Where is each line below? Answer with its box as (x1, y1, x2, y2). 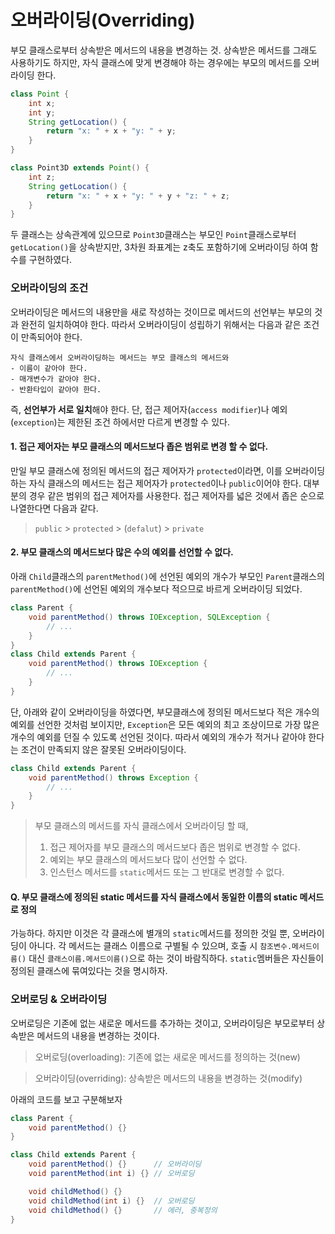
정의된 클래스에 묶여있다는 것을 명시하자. (10, 965, 168, 977)
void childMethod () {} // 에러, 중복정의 (28, 1205, 218, 1215)
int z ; (28, 172, 56, 182)
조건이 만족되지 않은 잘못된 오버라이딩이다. (20, 743, 187, 755)
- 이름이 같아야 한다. (10, 363, 88, 373)
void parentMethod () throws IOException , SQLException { (28, 612, 271, 622)
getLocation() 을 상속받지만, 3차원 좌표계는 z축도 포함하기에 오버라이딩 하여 (10, 241, 308, 253)
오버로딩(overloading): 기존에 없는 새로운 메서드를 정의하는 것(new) (34, 1051, 301, 1063)
